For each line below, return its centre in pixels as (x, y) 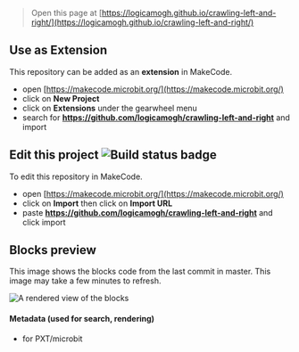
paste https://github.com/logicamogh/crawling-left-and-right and (148, 212)
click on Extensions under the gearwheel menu (110, 108)
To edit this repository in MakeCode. (76, 176)
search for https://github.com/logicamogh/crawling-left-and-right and (156, 117)
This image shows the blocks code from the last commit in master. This (140, 272)
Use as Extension (58, 50)
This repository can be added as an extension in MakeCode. (121, 71)
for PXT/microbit (52, 339)
